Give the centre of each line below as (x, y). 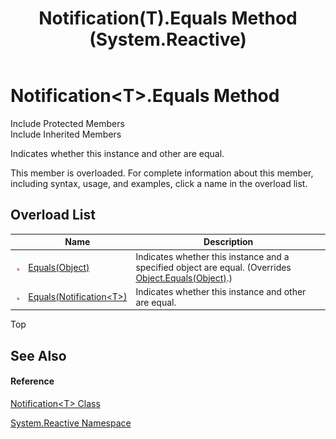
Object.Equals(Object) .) (184, 278)
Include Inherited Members (66, 134)
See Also (38, 355)
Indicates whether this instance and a (212, 256)
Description (228, 242)
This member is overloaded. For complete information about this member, (162, 173)
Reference (32, 381)
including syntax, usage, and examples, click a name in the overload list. (159, 183)
